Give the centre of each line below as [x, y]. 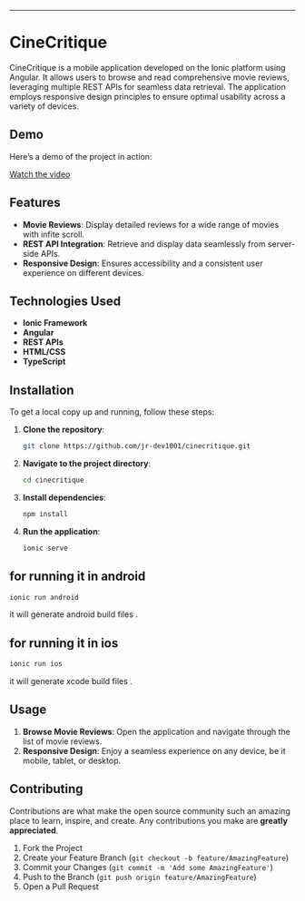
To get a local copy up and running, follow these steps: [112, 412]
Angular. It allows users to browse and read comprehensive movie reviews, [150, 77]
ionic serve [45, 548]
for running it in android [78, 577]
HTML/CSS [44, 352]
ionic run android [44, 597]
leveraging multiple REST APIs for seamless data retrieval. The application [148, 86]
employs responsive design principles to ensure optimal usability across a [148, 96]
